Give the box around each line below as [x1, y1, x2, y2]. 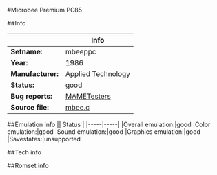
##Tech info [7, 148, 41, 156]
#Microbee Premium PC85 [7, 6, 83, 14]
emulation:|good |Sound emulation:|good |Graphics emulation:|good [7, 128, 201, 136]
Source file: [10, 103, 50, 112]
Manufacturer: [10, 69, 59, 78]
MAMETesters [65, 92, 112, 101]
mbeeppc [65, 47, 96, 56]
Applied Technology [65, 69, 131, 78]
